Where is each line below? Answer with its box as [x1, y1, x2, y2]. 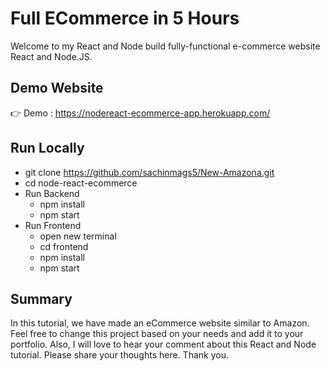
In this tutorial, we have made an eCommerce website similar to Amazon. [10, 317, 310, 329]
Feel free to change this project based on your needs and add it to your [10, 328, 304, 340]
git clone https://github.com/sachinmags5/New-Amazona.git [24, 166, 275, 178]
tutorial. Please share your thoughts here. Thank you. [10, 349, 229, 361]
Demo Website [10, 80, 104, 97]
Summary [10, 290, 73, 307]
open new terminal [39, 230, 117, 242]
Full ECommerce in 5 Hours [10, 7, 240, 30]
